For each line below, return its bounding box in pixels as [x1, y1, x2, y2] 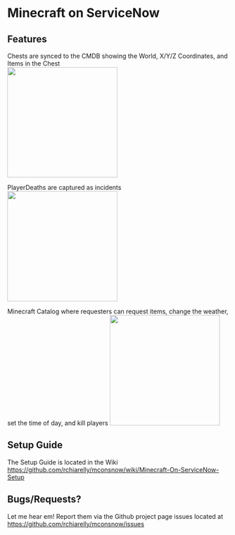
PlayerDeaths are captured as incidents [7, 184, 122, 191]
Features [7, 33, 47, 45]
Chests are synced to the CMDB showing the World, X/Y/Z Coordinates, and [7, 52, 228, 60]
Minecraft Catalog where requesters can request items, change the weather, [7, 307, 229, 315]
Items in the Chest [7, 59, 61, 68]
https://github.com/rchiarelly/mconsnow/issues [7, 519, 144, 528]
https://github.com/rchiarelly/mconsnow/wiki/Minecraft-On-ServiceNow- [7, 465, 220, 474]
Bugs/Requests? [7, 493, 82, 505]
